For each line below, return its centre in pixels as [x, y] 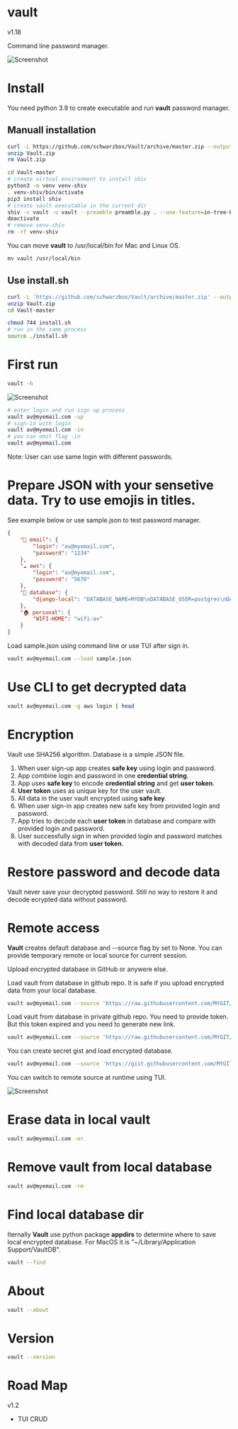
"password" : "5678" [62, 579]
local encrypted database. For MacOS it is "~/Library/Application [102, 1242]
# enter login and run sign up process [66, 410]
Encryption [41, 734]
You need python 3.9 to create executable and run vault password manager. [119, 108]
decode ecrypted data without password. [68, 899]
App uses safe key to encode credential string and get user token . [116, 783]
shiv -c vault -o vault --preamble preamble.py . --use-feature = [106, 212]
